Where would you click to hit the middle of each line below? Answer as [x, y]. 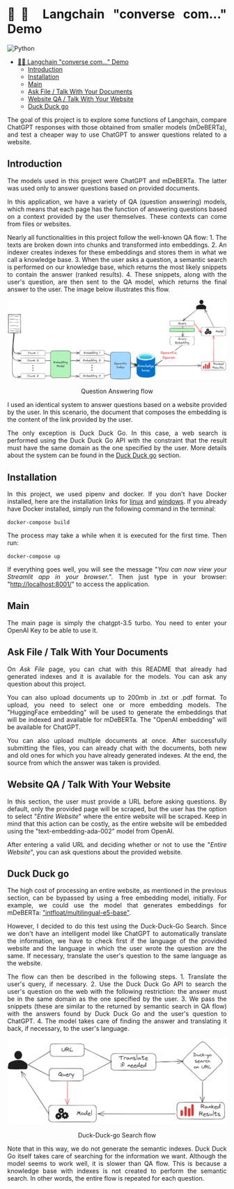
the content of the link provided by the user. [70, 420]
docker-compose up [34, 557]
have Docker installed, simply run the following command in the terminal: [111, 509]
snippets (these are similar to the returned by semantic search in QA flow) [117, 1006]
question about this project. [47, 684]
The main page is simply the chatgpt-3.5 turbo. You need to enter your [117, 622]
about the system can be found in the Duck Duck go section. [94, 455]
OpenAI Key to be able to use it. [53, 630]
